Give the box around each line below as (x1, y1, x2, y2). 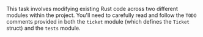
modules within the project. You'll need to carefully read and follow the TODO (6, 12, 197, 19)
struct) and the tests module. (6, 24, 81, 32)
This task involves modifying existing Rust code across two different (6, 5, 179, 12)
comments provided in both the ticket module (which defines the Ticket (6, 18, 190, 25)
